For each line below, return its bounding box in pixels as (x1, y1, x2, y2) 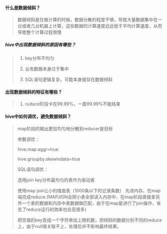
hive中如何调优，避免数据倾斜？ (5, 113, 71, 119)
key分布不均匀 (24, 55, 54, 61)
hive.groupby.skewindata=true (17, 156, 80, 162)
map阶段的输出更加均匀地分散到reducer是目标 (17, 125, 113, 131)
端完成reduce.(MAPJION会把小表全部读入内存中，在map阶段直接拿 (17, 193, 156, 200)
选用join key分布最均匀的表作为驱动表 (17, 177, 95, 183)
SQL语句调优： (17, 166, 48, 172)
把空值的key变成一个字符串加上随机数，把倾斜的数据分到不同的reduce (17, 217, 162, 223)
